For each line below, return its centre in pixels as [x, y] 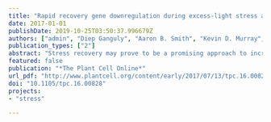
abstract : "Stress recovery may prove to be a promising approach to [128, 53]
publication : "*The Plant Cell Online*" [77, 69]
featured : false [35, 61]
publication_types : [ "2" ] [52, 46]
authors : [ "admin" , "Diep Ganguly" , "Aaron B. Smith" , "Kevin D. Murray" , [137, 38]
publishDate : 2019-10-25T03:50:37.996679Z [81, 31]
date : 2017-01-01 [38, 23]
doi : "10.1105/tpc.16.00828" [57, 83]
